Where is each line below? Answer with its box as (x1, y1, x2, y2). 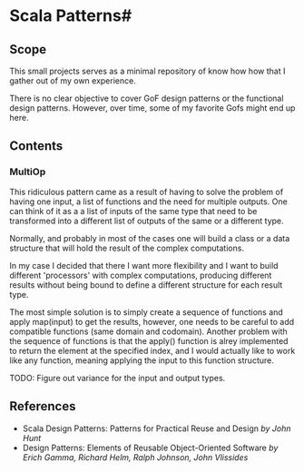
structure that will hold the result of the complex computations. (9, 242, 245, 253)
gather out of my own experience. (9, 75, 136, 86)
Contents (9, 138, 64, 154)
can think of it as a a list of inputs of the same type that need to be (9, 205, 258, 216)
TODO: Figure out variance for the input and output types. (9, 372, 226, 383)
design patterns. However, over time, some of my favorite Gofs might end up (9, 103, 296, 113)
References (9, 398, 76, 414)
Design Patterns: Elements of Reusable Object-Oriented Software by (22, 442, 279, 453)
